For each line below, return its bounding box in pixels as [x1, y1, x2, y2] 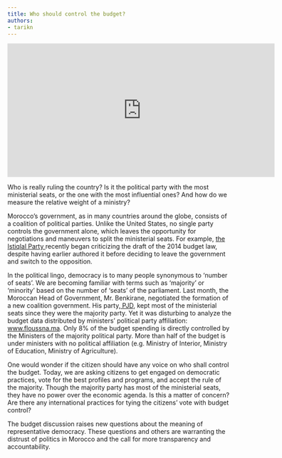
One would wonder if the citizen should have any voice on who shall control [7, 360, 229, 369]
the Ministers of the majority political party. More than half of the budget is [7, 332, 226, 340]
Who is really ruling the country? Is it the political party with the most [7, 183, 209, 192]
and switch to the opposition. [7, 257, 93, 266]
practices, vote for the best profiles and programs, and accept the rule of [7, 375, 222, 385]
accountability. [7, 442, 51, 451]
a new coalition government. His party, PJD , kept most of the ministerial [7, 301, 217, 310]
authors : [7, 17, 33, 24]
